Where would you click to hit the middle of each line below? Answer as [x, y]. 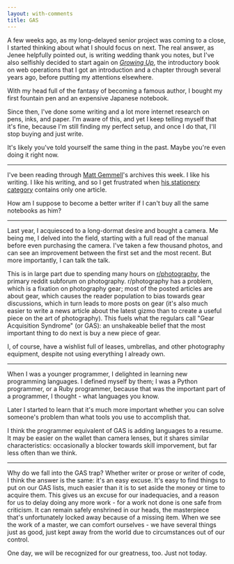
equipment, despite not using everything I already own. [86, 353]
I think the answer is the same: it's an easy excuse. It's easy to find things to [116, 480]
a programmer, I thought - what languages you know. [83, 396]
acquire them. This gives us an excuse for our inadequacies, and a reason [113, 495]
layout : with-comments [40, 14]
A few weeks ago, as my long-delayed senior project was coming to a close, [117, 40]
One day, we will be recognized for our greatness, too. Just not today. [107, 553]
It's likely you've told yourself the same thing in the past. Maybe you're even [117, 147]
